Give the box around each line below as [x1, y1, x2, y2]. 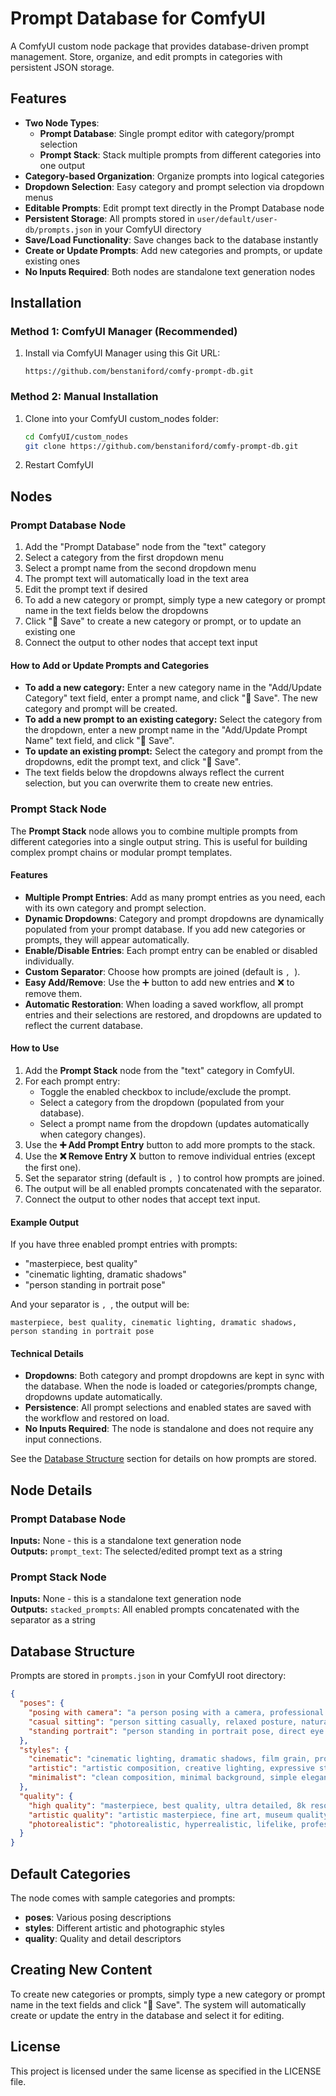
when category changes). [39, 1128, 147, 1141]
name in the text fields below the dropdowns [24, 605, 209, 617]
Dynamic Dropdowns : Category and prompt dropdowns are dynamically [24, 912, 325, 924]
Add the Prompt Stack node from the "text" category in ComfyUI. [24, 1065, 295, 1077]
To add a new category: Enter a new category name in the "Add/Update [24, 682, 322, 694]
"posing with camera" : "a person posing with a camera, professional [28, 1708, 325, 1718]
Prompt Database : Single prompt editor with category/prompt [39, 127, 295, 139]
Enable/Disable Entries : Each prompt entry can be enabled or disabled [24, 944, 318, 956]
